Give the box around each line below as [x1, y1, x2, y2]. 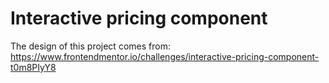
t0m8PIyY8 [10, 61, 57, 73]
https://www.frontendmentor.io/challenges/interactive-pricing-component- [10, 50, 320, 62]
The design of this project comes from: [10, 40, 171, 52]
